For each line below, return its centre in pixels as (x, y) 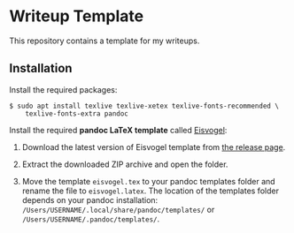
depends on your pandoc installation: (90, 199)
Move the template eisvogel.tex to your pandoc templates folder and (149, 181)
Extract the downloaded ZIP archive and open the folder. (125, 164)
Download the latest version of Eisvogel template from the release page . (154, 147)
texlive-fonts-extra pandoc (77, 113)
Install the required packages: (63, 89)
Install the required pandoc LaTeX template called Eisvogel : (118, 130)
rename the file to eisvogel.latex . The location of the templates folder (150, 191)
